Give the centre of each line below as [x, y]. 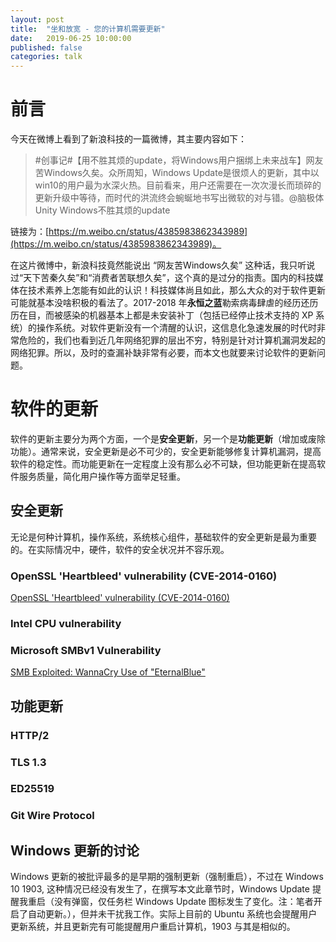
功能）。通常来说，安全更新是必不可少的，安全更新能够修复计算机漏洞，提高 [166, 451]
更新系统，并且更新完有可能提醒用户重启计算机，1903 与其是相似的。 [153, 927]
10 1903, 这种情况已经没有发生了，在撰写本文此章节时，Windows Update [160, 889]
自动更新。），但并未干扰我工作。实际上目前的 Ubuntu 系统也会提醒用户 [172, 914]
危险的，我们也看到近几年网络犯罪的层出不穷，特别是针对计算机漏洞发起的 [172, 340]
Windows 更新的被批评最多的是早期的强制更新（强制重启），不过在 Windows [167, 877]
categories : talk [46, 57]
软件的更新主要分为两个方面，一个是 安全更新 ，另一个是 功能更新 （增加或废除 [168, 439]
